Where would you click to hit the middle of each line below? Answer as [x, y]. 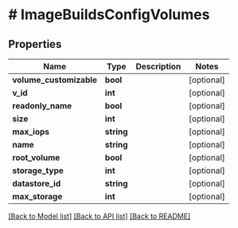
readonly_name [42, 106]
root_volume [36, 157]
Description [158, 67]
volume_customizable [55, 80]
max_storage [37, 197]
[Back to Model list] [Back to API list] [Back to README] [99, 216]
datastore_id [37, 183]
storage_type [38, 171]
